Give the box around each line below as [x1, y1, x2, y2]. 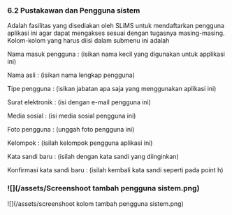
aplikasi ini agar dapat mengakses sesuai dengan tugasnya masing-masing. [7, 29, 225, 37]
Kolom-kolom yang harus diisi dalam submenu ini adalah [7, 36, 170, 45]
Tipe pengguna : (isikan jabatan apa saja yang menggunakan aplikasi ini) [7, 85, 217, 93]
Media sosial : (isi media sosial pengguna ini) [7, 111, 136, 120]
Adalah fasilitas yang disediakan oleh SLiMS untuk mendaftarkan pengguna [7, 22, 225, 30]
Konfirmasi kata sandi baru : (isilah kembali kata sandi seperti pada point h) [7, 166, 224, 174]
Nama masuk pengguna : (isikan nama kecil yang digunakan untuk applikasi [7, 50, 226, 58]
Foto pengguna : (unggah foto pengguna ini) [7, 125, 135, 134]
